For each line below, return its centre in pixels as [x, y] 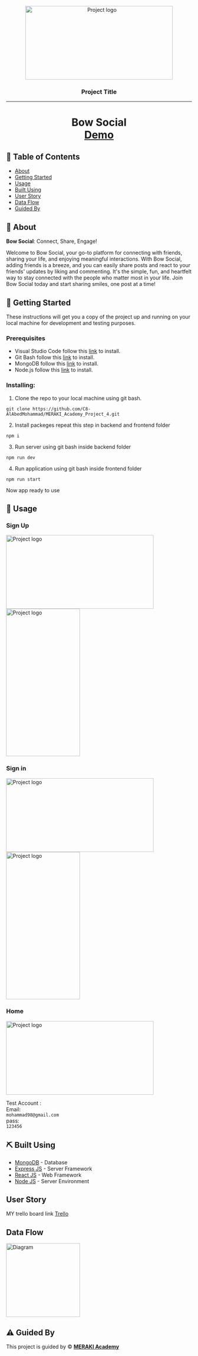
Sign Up [18, 525]
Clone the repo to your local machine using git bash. [78, 398]
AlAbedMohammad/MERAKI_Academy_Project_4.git [63, 414]
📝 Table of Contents [43, 157]
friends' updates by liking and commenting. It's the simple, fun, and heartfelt [99, 272]
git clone [18, 409]
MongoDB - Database [41, 1162]
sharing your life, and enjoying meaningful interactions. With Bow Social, [94, 259]
